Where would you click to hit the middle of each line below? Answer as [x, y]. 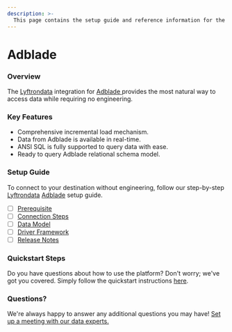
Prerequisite [34, 208]
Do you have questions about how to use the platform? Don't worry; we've [114, 274]
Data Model [34, 224]
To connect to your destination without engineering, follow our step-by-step [116, 187]
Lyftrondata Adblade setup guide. [55, 195]
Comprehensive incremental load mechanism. [83, 132]
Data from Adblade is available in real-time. [79, 139]
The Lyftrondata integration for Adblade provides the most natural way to [111, 91]
